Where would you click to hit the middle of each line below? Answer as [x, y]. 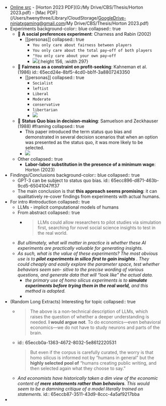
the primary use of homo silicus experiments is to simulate [86, 280]
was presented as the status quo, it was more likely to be [84, 142]
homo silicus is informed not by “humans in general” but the [92, 358]
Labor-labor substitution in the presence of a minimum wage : [90, 164]
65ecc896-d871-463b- [135, 180]
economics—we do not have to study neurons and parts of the [95, 327]
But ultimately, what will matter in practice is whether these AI [82, 243]
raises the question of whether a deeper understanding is [90, 317]
